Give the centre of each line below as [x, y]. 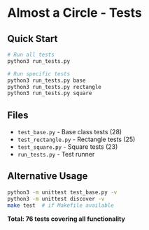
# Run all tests [31, 55]
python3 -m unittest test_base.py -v [62, 192]
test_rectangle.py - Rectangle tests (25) [76, 139]
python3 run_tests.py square [50, 93]
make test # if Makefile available [61, 205]
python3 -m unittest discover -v [56, 199]
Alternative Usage [48, 176]
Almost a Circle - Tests [74, 13]
